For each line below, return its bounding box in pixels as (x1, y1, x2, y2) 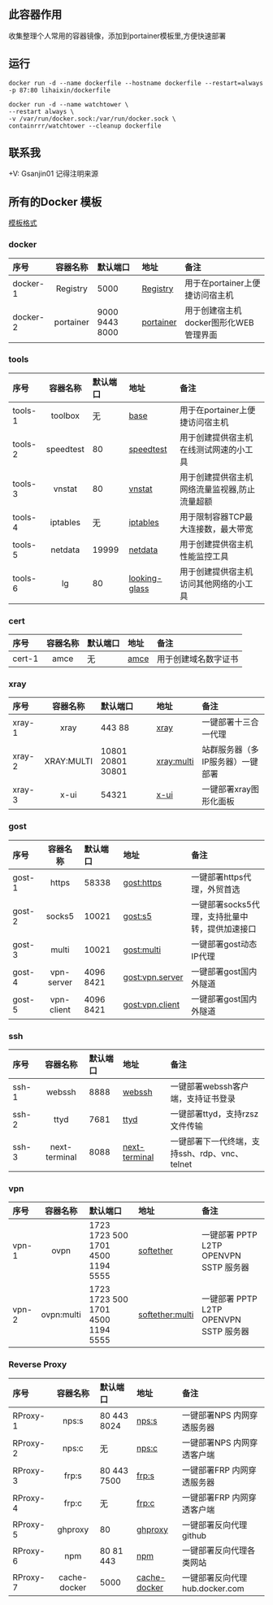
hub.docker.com (181, 1582, 245, 1594)
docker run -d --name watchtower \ (8, 100, 129, 108)
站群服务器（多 (201, 744, 259, 755)
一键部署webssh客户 (170, 1081, 249, 1092)
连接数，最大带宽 (188, 523, 253, 534)
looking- (128, 572, 162, 584)
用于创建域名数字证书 (157, 654, 239, 665)
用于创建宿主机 (184, 304, 242, 315)
